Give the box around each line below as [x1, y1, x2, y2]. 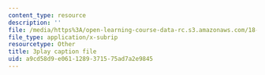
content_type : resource [8, 11, 87, 20]
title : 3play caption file [8, 48, 97, 55]
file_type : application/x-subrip [8, 33, 118, 41]
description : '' [8, 19, 62, 27]
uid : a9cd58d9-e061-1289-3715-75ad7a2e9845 [8, 55, 154, 63]
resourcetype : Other [8, 41, 77, 48]
